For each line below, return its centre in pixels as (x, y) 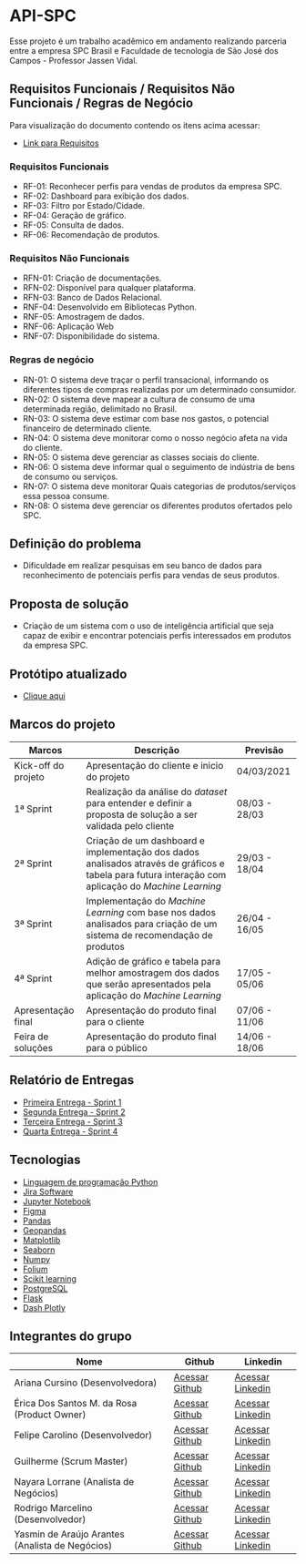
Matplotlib (41, 1240)
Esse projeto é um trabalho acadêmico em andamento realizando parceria (148, 41)
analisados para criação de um (152, 924)
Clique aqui (44, 696)
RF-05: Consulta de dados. (73, 225)
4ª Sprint (33, 978)
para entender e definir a (139, 802)
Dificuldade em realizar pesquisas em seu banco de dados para (142, 566)
